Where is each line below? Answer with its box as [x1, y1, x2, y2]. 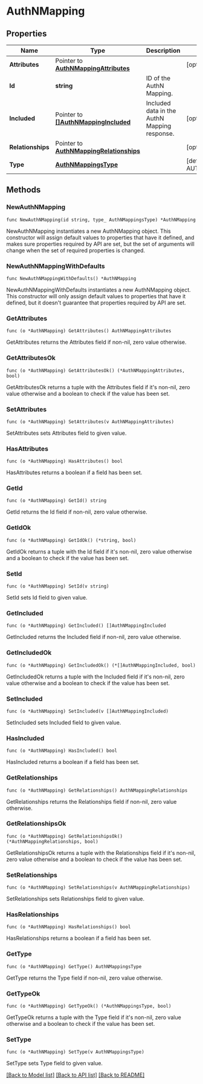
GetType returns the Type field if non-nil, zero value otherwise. [6, 974, 163, 982]
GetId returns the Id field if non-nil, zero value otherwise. [6, 508, 148, 516]
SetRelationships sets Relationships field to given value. [6, 895, 145, 903]
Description [146, 47, 181, 55]
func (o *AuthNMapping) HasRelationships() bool [6, 924, 131, 930]
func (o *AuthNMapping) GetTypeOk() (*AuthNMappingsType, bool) [6, 1003, 172, 1009]
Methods [6, 185, 41, 195]
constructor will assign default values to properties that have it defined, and [6, 233, 195, 241]
